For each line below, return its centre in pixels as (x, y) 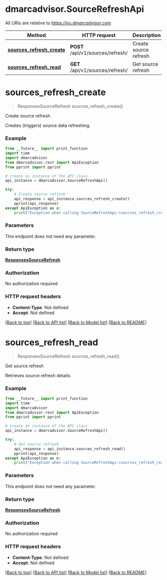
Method (37, 35)
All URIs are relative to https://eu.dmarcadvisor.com (58, 23)
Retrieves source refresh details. (39, 375)
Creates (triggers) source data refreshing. (48, 125)
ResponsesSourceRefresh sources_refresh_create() (70, 106)
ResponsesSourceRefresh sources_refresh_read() (68, 356)
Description (147, 35)
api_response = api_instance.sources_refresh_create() (72, 199)
